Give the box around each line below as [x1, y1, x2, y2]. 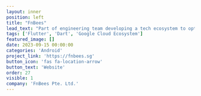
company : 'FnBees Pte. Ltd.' [6, 81, 79, 87]
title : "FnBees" [6, 20, 47, 26]
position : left [6, 14, 44, 20]
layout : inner [6, 8, 42, 15]
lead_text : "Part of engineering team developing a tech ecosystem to [6, 25, 186, 32]
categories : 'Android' [6, 48, 63, 54]
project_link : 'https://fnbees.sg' [6, 53, 95, 59]
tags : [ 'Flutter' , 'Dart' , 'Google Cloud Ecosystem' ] [6, 31, 144, 37]
